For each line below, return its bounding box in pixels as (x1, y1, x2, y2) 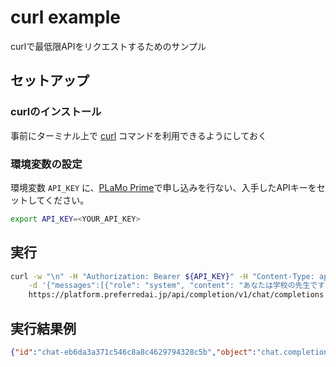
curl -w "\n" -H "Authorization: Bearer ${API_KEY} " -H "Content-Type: (10, 271, 315, 281)
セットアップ (10, 72, 90, 90)
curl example (10, 6, 121, 29)
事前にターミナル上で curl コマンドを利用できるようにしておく (10, 129, 267, 141)
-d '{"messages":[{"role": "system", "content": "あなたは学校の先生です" (28, 281, 330, 291)
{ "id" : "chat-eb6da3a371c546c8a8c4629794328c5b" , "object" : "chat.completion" (10, 347, 333, 358)
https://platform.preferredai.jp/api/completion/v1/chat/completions (28, 290, 325, 300)
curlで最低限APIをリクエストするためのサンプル (10, 40, 207, 52)
